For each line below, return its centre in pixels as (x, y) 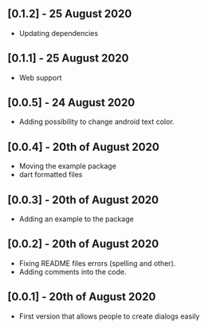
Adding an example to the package (77, 219)
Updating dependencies (59, 33)
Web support (40, 77)
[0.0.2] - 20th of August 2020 (83, 244)
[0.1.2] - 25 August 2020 (70, 14)
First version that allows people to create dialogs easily (109, 316)
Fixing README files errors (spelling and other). (97, 263)
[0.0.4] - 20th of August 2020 (84, 147)
